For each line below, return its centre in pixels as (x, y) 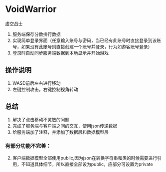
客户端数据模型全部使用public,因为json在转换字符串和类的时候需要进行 (85, 158)
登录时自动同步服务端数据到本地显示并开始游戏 (60, 53)
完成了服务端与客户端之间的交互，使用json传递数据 (65, 126)
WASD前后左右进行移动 (36, 83)
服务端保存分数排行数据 (36, 34)
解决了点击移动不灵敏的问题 (41, 119)
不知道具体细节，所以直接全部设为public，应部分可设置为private (87, 164)
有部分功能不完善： (28, 146)
